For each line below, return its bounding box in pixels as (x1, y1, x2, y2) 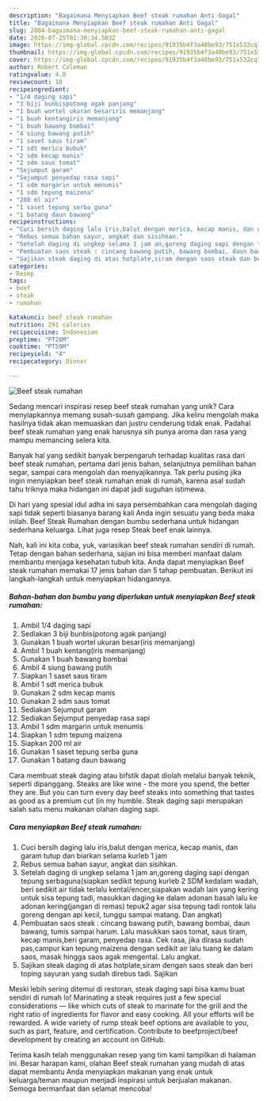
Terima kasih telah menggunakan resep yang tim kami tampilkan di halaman (9, 1049, 257, 1059)
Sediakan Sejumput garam (20, 705, 107, 714)
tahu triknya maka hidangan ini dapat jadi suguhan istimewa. (9, 484, 207, 494)
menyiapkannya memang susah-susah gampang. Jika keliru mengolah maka (9, 410, 259, 419)
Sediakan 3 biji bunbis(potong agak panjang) (20, 629, 167, 638)
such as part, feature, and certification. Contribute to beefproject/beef (9, 1026, 238, 1035)
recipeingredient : (9, 85, 70, 94)
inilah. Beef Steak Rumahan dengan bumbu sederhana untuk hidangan (9, 516, 239, 526)
